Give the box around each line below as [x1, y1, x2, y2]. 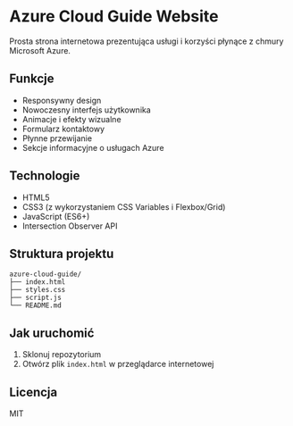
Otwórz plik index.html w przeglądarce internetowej [21, 359, 214, 370]
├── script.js [9, 293, 63, 303]
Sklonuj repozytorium [21, 349, 102, 360]
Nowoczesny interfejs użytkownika [21, 104, 152, 115]
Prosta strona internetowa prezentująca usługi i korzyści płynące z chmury [9, 36, 284, 46]
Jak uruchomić [9, 325, 95, 340]
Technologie [9, 168, 80, 184]
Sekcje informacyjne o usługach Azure [21, 142, 164, 153]
